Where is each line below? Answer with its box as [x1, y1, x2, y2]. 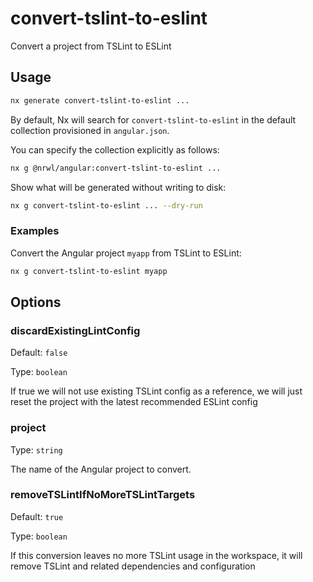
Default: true [10, 510, 64, 522]
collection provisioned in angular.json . [10, 124, 170, 136]
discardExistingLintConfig [10, 323, 141, 337]
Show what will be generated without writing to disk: [10, 181, 227, 193]
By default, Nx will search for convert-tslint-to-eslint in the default [10, 113, 297, 126]
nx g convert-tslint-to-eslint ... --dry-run [10, 200, 203, 211]
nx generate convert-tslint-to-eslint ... [10, 95, 190, 106]
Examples [10, 224, 60, 238]
